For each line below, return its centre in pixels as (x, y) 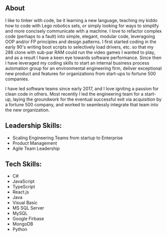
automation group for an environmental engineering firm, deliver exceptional (83, 68)
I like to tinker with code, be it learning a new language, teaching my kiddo (82, 20)
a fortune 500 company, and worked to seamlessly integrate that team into (82, 104)
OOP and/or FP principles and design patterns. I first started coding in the (81, 42)
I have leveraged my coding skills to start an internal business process (77, 63)
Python (20, 229)
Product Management (35, 143)
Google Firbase (28, 219)
